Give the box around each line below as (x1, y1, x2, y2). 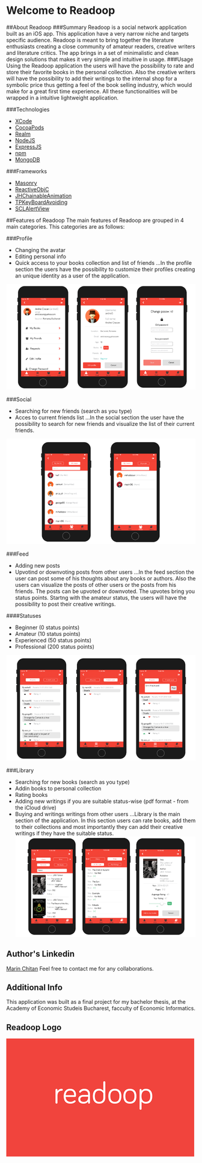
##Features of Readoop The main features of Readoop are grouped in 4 (6, 217, 185, 224)
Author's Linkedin (6, 949, 75, 959)
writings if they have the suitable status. (14, 829, 114, 837)
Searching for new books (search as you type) (14, 778, 130, 785)
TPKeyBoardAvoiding (14, 198, 68, 206)
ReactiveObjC (14, 185, 49, 193)
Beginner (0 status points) (14, 624, 80, 631)
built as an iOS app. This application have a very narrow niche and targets (6, 30, 189, 37)
